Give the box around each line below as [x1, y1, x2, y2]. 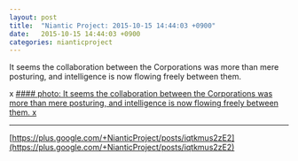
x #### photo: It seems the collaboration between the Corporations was [9, 88, 273, 99]
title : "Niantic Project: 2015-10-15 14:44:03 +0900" [9, 21, 216, 30]
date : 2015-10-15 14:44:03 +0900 [9, 29, 141, 38]
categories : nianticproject [9, 37, 114, 47]
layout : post [9, 12, 58, 22]
